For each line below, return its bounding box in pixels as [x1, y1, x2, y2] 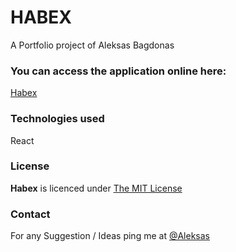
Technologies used [10, 112, 105, 126]
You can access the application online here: [10, 64, 227, 78]
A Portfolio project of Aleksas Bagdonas [10, 39, 175, 51]
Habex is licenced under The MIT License [10, 182, 183, 194]
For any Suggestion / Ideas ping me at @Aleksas [10, 230, 210, 242]
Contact [10, 207, 51, 221]
